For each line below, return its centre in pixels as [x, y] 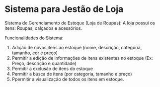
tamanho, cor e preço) [35, 53]
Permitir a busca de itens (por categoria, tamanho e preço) [72, 74]
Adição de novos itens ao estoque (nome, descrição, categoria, [77, 47]
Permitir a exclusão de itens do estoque [52, 69]
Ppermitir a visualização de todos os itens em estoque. [68, 79]
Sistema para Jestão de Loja [64, 9]
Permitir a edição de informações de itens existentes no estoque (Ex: [82, 58]
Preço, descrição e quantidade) [44, 63]
